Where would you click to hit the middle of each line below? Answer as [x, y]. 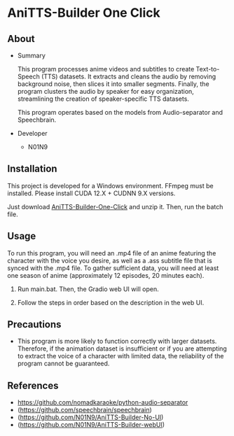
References [33, 385]
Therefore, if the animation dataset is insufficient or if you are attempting [122, 349]
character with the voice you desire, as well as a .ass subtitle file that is [110, 260]
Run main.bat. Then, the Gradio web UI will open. [88, 289]
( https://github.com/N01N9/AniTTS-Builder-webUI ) [91, 425]
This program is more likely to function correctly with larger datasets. [117, 342]
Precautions [34, 324]
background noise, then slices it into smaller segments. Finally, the [113, 84]
